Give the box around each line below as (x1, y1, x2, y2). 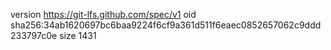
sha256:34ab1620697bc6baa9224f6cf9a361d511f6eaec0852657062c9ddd (10, 19, 322, 31)
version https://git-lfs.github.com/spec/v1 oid (10, 9, 197, 20)
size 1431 (59, 30, 97, 41)
